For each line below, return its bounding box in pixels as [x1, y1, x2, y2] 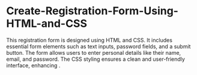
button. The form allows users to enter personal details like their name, [6, 49, 181, 56]
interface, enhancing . [6, 61, 61, 69]
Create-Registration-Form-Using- [6, 4, 179, 18]
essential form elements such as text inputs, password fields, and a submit [6, 43, 191, 50]
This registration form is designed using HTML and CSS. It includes [6, 36, 173, 43]
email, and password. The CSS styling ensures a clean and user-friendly [6, 55, 185, 62]
